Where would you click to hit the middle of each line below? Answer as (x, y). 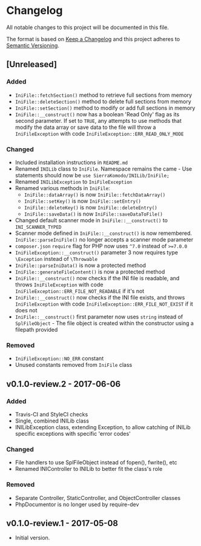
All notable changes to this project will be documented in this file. (88, 27)
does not (26, 310)
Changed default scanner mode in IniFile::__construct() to (91, 220)
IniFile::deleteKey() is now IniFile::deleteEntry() (91, 207)
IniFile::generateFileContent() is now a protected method (90, 271)
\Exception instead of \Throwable (56, 258)
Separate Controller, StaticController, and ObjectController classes (97, 498)
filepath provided (36, 329)
